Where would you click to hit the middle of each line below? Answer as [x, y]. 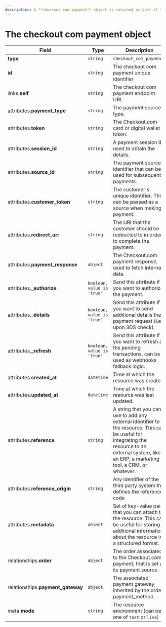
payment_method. [134, 596]
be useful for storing [137, 524]
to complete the [131, 241]
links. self [18, 93]
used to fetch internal [138, 268]
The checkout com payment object [78, 34]
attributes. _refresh [29, 350]
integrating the [130, 440]
